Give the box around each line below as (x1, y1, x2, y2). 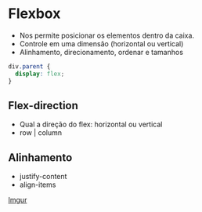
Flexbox (8, 5, 61, 23)
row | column (19, 128, 63, 137)
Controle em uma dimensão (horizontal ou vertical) (19, 38, 184, 48)
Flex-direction (8, 99, 78, 112)
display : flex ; (15, 70, 65, 78)
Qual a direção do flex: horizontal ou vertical (19, 119, 163, 130)
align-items (19, 180, 56, 189)
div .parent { (8, 62, 51, 71)
